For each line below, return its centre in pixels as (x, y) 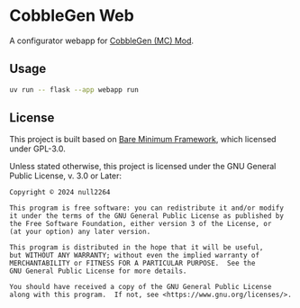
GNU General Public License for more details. (98, 271)
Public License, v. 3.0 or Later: (66, 176)
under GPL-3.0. (37, 149)
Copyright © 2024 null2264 (60, 193)
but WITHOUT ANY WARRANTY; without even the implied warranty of (134, 256)
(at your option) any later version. (80, 232)
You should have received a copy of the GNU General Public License (141, 287)
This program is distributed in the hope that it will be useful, (136, 248)
